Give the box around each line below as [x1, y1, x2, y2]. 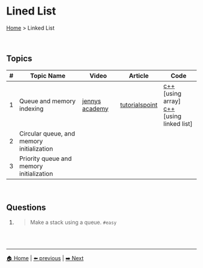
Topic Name [30, 71, 66, 80]
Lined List [6, 4, 56, 18]
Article [129, 71, 149, 80]
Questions [6, 203, 47, 213]
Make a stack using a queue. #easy [30, 218, 117, 226]
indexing [19, 104, 44, 113]
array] [163, 97, 181, 105]
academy [82, 104, 109, 113]
